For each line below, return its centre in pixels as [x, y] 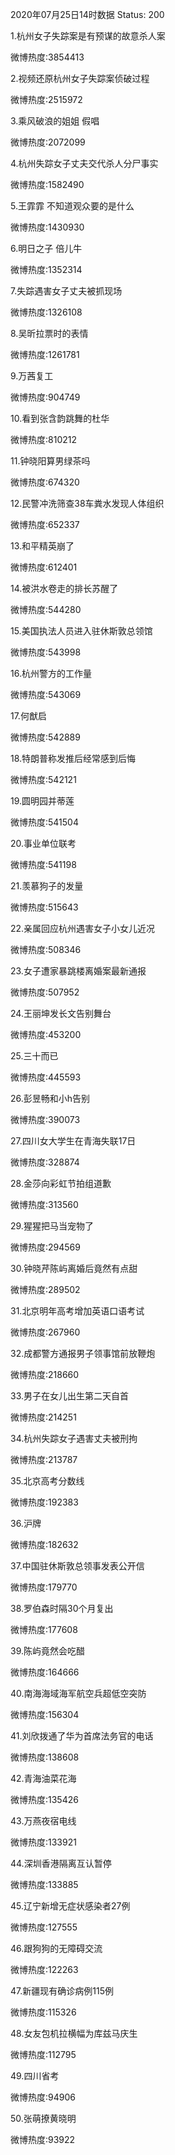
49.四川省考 [35, 2076]
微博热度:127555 [44, 1927]
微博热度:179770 [44, 1587]
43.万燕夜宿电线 [43, 1821]
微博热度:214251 [43, 1417]
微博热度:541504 [44, 822]
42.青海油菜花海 [43, 1778]
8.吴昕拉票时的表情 [49, 333]
